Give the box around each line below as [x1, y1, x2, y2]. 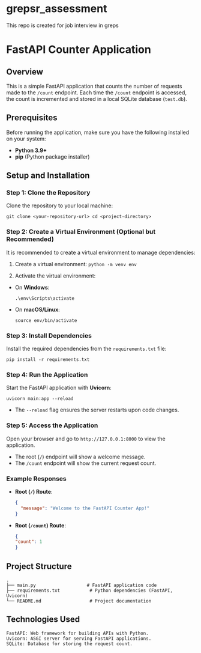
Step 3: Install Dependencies [6, 331, 92, 339]
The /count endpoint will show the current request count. [14, 459, 157, 467]
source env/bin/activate [14, 317, 77, 323]
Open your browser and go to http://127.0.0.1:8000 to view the [6, 435, 166, 442]
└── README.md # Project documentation [6, 598, 152, 604]
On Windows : [14, 284, 50, 291]
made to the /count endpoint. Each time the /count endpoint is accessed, [6, 89, 187, 96]
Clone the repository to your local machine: [6, 202, 113, 209]
